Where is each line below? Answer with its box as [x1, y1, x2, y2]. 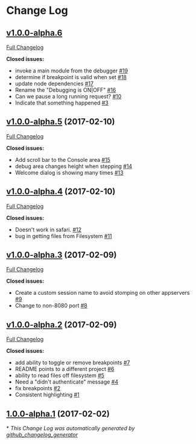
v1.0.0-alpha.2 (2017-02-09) [6, 320, 117, 330]
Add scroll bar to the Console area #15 [14, 156, 110, 163]
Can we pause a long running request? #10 [14, 93, 122, 100]
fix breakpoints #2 [14, 385, 61, 392]
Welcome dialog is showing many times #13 [14, 169, 124, 176]
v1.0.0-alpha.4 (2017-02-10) [6, 187, 116, 197]
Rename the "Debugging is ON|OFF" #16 [14, 86, 116, 94]
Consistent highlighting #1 [14, 391, 80, 399]
